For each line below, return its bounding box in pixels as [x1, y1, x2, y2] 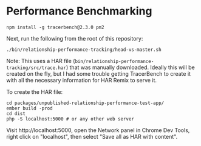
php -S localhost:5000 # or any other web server [6, 116, 135, 122]
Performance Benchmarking [6, 4, 153, 18]
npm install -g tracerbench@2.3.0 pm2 [6, 24, 104, 30]
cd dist [6, 110, 26, 116]
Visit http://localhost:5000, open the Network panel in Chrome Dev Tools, [6, 126, 190, 134]
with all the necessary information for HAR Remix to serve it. [6, 76, 157, 84]
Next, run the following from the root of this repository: [6, 35, 143, 42]
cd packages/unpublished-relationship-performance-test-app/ [6, 100, 165, 106]
